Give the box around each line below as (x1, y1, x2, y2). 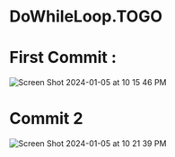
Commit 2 (9, 109, 83, 129)
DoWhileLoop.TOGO (9, 6, 163, 27)
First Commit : (9, 48, 117, 68)
